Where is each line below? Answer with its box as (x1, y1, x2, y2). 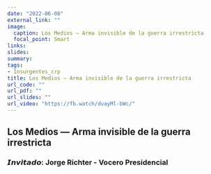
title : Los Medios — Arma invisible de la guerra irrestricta (7, 74, 192, 82)
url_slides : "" (7, 94, 52, 101)
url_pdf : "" (7, 87, 42, 94)
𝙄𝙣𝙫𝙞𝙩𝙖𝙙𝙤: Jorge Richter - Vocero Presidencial (7, 157, 169, 167)
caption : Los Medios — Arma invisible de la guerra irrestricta (13, 29, 204, 37)
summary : (7, 55, 33, 62)
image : (7, 23, 26, 30)
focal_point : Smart (13, 36, 70, 43)
